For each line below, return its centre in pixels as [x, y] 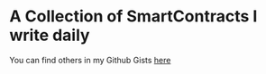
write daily [50, 35]
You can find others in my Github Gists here [90, 60]
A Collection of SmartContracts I [133, 16]
